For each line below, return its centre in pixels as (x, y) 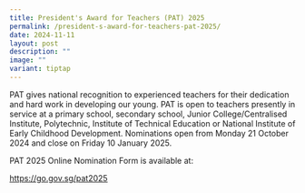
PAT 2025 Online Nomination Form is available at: (101, 160)
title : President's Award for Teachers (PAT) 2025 (107, 18)
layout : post (34, 43)
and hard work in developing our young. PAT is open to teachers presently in (152, 104)
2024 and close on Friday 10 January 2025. (91, 143)
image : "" (28, 60)
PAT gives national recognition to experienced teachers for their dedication (149, 94)
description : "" (40, 52)
